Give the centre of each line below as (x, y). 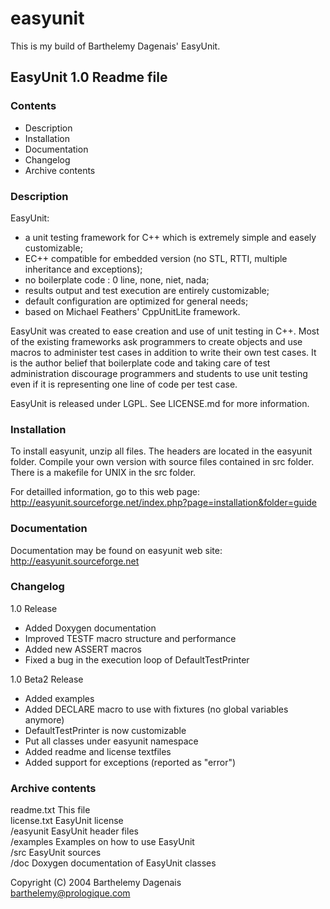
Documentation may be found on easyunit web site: (116, 550)
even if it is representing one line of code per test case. (124, 384)
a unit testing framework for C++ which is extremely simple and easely (170, 237)
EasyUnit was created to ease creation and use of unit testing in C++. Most (165, 331)
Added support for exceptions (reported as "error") (130, 762)
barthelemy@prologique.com (70, 893)
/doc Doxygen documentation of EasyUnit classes (113, 863)
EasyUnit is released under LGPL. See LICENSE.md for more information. (160, 403)
